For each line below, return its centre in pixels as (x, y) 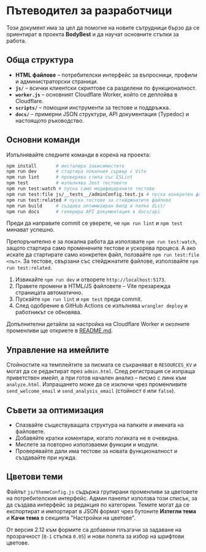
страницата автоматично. (49, 293)
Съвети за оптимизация (55, 410)
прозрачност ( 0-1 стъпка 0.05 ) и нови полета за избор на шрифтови (95, 536)
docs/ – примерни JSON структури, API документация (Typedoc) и (102, 114)
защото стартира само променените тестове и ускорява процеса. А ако (101, 248)
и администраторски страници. (56, 81)
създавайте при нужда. (46, 457)
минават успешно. (31, 230)
